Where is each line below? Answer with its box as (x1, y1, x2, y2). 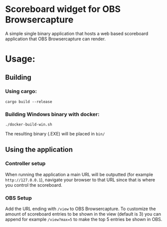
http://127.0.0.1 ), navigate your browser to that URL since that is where (5, 177, 156, 183)
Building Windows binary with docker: (5, 111, 100, 117)
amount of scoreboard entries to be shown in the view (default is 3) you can (5, 211, 161, 217)
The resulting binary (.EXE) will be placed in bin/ (5, 131, 105, 137)
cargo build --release (5, 99, 52, 104)
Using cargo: (5, 88, 37, 95)
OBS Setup (5, 194, 32, 201)
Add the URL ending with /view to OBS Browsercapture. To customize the (5, 206, 156, 212)
